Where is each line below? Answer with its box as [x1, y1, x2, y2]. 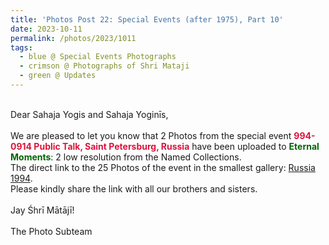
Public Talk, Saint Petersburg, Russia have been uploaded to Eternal [33, 140, 320, 152]
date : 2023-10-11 [10, 24, 83, 34]
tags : [10, 42, 33, 53]
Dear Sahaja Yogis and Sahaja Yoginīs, [10, 108, 169, 120]
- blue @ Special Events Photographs [19, 52, 177, 62]
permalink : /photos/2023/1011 [10, 33, 137, 43]
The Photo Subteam [10, 225, 93, 237]
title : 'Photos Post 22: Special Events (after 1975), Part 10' [10, 14, 284, 25]
